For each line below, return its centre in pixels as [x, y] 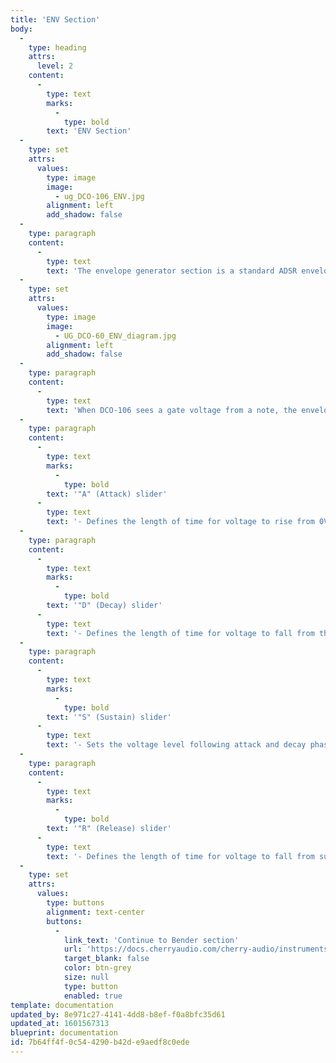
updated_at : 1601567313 [60, 1024]
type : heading [57, 47]
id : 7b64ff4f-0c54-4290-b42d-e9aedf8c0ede [100, 1042]
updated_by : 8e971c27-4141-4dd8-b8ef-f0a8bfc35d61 [118, 1014]
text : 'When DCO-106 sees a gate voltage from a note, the [172, 410]
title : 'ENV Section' [55, 19]
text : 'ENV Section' [89, 131]
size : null [86, 977]
